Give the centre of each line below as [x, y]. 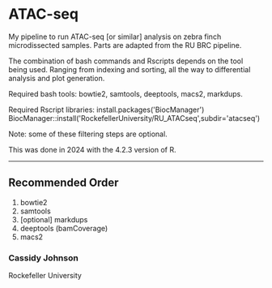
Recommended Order [64, 183]
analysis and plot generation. [57, 78]
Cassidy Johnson [43, 258]
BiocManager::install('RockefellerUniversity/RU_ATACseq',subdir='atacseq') [134, 118]
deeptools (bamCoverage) [64, 228]
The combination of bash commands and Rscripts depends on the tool [126, 61]
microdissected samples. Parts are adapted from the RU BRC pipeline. [125, 45]
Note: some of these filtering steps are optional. [88, 134]
